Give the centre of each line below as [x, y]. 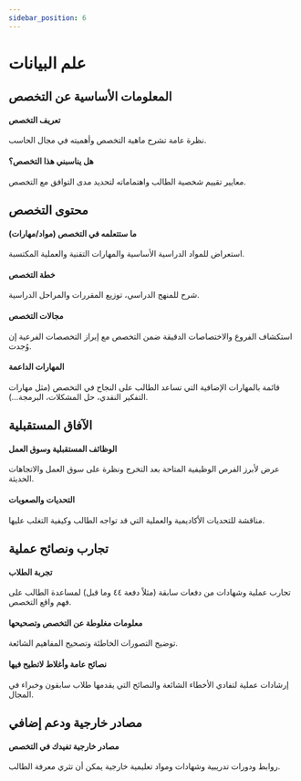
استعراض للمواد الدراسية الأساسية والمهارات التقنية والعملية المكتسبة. [127, 254]
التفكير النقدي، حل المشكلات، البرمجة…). [78, 396]
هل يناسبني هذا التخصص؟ [51, 161]
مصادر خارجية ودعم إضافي [75, 723]
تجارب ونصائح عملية [58, 549]
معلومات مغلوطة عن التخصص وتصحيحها [76, 623]
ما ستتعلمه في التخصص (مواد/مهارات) [73, 233]
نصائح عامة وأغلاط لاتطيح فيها [57, 664]
